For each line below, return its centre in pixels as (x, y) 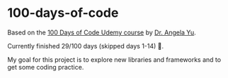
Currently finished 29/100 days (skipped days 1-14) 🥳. (86, 46)
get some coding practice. (46, 67)
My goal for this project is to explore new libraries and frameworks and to (114, 59)
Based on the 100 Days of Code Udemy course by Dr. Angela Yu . (102, 32)
